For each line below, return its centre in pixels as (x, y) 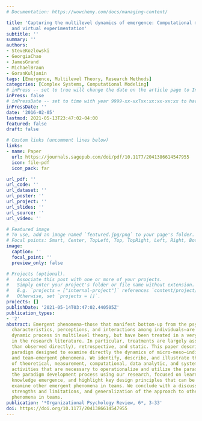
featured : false (26, 124)
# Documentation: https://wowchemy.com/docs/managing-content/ (87, 12)
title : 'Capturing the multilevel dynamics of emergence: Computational (99, 23)
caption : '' (27, 252)
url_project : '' (26, 201)
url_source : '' (25, 213)
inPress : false (25, 96)
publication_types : (31, 313)
